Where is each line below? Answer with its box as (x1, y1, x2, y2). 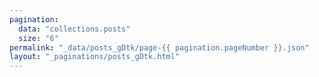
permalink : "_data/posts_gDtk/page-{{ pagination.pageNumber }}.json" (9, 42, 310, 53)
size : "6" (18, 33, 59, 43)
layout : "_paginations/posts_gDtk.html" (9, 52, 181, 62)
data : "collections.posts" (18, 24, 131, 34)
